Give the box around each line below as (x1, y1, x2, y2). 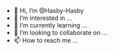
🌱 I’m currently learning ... (13, 21, 88, 29)
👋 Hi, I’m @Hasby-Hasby (13, 7, 84, 14)
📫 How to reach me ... (13, 37, 78, 44)
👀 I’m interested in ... (13, 14, 73, 22)
